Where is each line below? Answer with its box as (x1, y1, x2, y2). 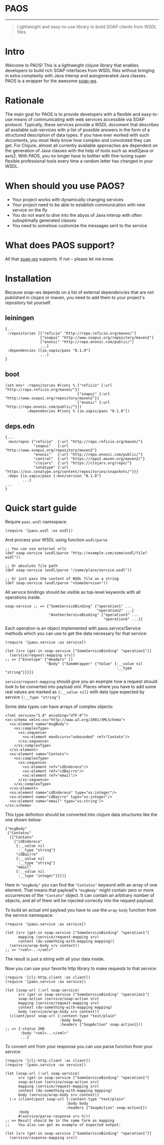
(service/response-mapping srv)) (9, 1135, 78, 1140)
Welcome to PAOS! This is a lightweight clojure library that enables (5, 62, 139, 68)
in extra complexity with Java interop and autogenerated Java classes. (5, 72, 147, 78)
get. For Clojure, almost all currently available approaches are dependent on (5, 142, 158, 148)
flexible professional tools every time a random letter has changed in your (5, 158, 153, 164)
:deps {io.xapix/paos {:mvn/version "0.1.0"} (7, 473, 102, 479)
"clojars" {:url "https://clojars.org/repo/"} (33, 461, 132, 466)
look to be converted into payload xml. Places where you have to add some (5, 684, 156, 689)
